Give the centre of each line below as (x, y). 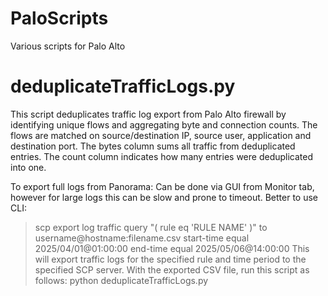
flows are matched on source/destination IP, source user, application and (161, 135)
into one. (28, 167)
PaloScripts (59, 18)
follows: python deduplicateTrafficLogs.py (121, 280)
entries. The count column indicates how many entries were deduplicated (162, 156)
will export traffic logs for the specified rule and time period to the (170, 259)
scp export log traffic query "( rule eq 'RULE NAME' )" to (151, 227)
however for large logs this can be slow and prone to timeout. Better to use (164, 197)
